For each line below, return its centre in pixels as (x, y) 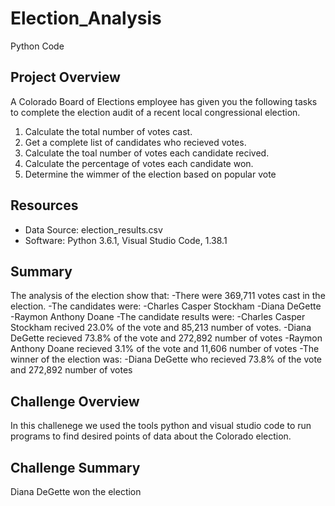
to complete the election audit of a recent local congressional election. (155, 112)
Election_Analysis (86, 18)
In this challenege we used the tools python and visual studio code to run (161, 426)
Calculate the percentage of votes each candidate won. (139, 163)
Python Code (37, 46)
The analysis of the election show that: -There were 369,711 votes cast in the (168, 296)
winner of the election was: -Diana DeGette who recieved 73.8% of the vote (166, 359)
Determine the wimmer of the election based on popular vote (150, 174)
